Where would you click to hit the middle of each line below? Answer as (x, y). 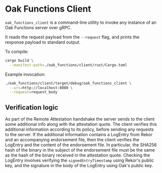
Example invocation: (25, 74)
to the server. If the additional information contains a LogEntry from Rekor (79, 135)
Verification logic (32, 107)
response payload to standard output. (43, 42)
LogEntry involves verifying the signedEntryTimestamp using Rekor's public (80, 160)
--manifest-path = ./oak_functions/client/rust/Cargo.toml (68, 65)
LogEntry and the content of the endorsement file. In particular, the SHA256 (81, 145)
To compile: (17, 52)
